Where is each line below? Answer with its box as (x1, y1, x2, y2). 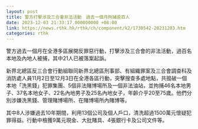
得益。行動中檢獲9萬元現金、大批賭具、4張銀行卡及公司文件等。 (11, 117, 168, 124)
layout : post (6, 8, 38, 15)
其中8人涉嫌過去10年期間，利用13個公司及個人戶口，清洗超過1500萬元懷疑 (6, 110, 187, 117)
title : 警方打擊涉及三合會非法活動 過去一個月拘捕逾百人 (6, 14, 130, 20)
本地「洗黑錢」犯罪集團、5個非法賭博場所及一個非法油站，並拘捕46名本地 (6, 82, 187, 89)
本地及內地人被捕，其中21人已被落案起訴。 (6, 55, 110, 62)
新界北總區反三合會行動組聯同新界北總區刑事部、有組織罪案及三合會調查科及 (6, 67, 192, 74)
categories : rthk (6, 31, 49, 37)
